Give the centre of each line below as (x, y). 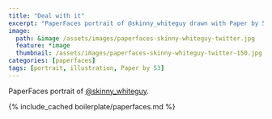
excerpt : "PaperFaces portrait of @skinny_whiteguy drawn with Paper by (134, 23)
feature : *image (43, 46)
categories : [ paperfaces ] (52, 61)
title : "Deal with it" (47, 16)
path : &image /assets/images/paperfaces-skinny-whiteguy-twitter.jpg (135, 38)
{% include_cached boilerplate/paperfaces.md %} (92, 106)
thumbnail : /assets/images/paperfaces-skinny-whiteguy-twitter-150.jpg (139, 53)
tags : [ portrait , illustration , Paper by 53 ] (86, 68)
